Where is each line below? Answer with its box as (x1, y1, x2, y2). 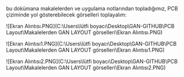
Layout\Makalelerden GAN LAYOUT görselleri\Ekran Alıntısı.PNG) (6, 29, 163, 36)
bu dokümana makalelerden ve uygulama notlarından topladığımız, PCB (6, 5, 178, 12)
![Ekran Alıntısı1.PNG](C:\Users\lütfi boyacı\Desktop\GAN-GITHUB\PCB (6, 41, 177, 47)
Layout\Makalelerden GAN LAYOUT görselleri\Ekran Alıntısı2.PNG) (6, 64, 166, 71)
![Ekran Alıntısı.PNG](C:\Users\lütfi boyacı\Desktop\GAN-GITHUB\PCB (6, 23, 175, 29)
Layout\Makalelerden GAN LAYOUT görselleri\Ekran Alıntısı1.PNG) (6, 46, 165, 53)
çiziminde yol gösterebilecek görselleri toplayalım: (6, 11, 127, 18)
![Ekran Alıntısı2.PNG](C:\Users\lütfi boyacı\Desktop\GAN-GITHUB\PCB (6, 58, 178, 65)
